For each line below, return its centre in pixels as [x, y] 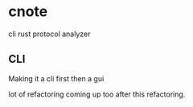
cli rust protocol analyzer [49, 34]
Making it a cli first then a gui [56, 78]
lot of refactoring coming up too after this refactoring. [97, 94]
